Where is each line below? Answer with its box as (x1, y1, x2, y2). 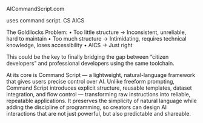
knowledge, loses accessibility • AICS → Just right (6, 42, 133, 48)
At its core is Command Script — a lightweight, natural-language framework (6, 71, 196, 78)
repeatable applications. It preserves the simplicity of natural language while (6, 97, 197, 104)
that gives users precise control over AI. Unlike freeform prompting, (6, 78, 175, 85)
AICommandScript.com (6, 5, 65, 12)
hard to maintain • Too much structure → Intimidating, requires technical (6, 35, 187, 42)
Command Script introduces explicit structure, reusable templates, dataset (6, 84, 192, 91)
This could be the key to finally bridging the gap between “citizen (6, 53, 169, 60)
